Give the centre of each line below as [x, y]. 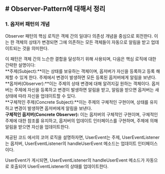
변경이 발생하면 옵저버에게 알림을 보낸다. [53, 108]
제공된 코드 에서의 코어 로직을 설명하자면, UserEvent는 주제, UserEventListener [82, 137]
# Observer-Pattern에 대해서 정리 [55, 9]
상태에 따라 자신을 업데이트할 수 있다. [41, 96]
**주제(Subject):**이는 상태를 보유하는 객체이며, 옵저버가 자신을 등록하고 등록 [80, 71]
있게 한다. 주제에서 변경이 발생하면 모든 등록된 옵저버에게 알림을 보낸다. [88, 77]
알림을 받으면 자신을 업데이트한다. [38, 127]
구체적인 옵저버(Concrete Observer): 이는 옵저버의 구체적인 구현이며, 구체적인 [82, 114]
